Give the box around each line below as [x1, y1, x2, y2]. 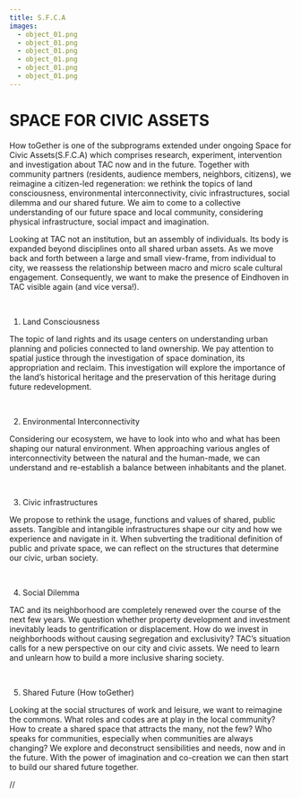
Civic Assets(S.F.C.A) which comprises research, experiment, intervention [9, 149, 282, 160]
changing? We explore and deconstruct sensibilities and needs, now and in [9, 742, 286, 753]
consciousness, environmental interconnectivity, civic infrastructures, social [9, 188, 290, 198]
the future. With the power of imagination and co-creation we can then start [9, 751, 289, 763]
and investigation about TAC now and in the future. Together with [9, 159, 250, 170]
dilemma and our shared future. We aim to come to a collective [9, 197, 241, 207]
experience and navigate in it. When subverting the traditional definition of [9, 533, 283, 544]
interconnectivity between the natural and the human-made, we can [9, 452, 261, 463]
